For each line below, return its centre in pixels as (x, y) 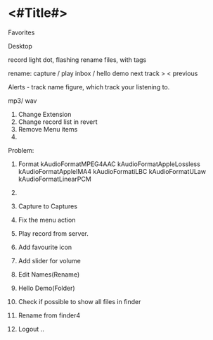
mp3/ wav (22, 101)
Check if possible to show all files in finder (79, 301)
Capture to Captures (48, 206)
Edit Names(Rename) (49, 274)
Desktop (20, 46)
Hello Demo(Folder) (47, 288)
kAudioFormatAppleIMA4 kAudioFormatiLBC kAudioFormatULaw (112, 171)
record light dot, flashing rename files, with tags (77, 59)
